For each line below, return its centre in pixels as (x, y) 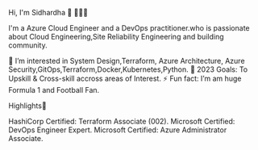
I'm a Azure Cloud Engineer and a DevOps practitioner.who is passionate (129, 28)
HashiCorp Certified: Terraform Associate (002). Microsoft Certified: (122, 121)
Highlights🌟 (27, 106)
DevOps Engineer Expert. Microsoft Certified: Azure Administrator (118, 130)
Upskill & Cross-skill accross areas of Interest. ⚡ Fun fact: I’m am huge (125, 78)
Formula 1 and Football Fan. (54, 90)
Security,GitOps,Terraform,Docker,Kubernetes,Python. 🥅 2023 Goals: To (128, 69)
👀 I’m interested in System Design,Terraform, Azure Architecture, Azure (127, 61)
